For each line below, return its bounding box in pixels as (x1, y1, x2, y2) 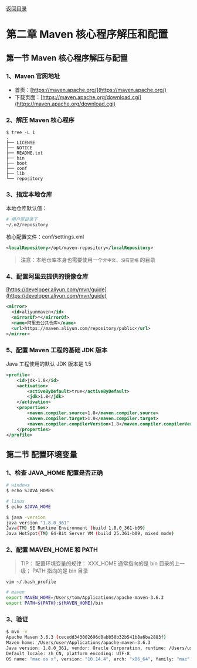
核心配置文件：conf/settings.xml (6, 233, 84, 240)
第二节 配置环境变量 (6, 449, 77, 459)
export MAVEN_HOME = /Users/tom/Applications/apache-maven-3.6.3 (6, 595, 164, 601)
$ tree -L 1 (6, 129, 35, 136)
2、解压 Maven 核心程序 (6, 116, 75, 124)
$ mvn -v (6, 629, 28, 635)
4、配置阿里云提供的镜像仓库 (6, 272, 89, 281)
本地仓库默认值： (6, 205, 47, 212)
